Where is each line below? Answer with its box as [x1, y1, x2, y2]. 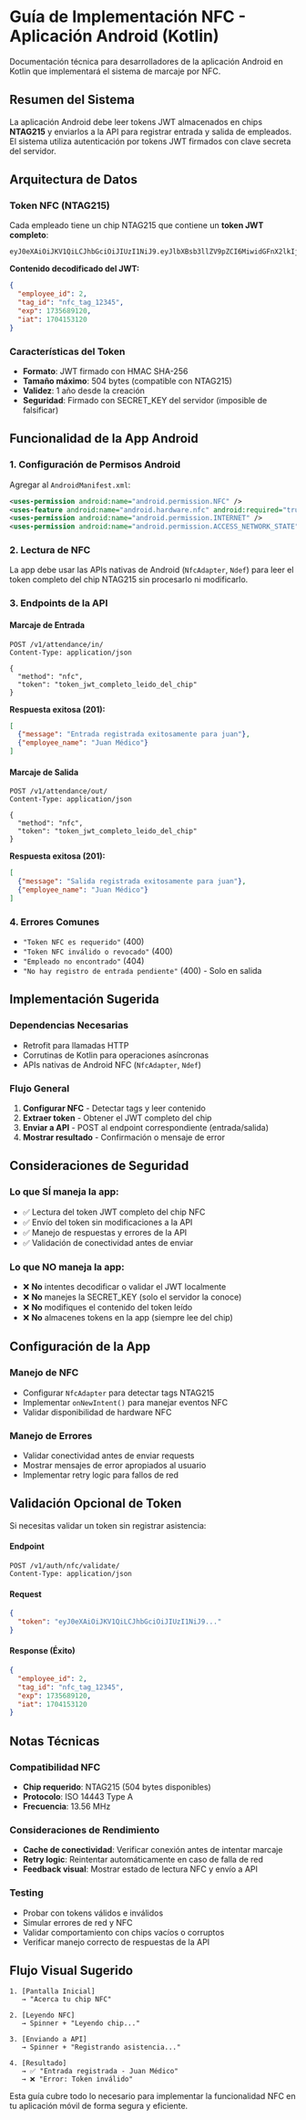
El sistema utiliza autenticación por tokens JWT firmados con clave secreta [9, 135, 291, 147]
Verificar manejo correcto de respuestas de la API [22, 1937, 210, 1948]
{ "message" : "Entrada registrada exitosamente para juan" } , [17, 730, 250, 739]
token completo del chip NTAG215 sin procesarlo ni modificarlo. [9, 574, 249, 585]
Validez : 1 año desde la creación [22, 385, 146, 396]
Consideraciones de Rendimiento [9, 1823, 160, 1836]
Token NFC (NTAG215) [9, 199, 111, 212]
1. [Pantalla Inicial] [9, 1987, 96, 1996]
